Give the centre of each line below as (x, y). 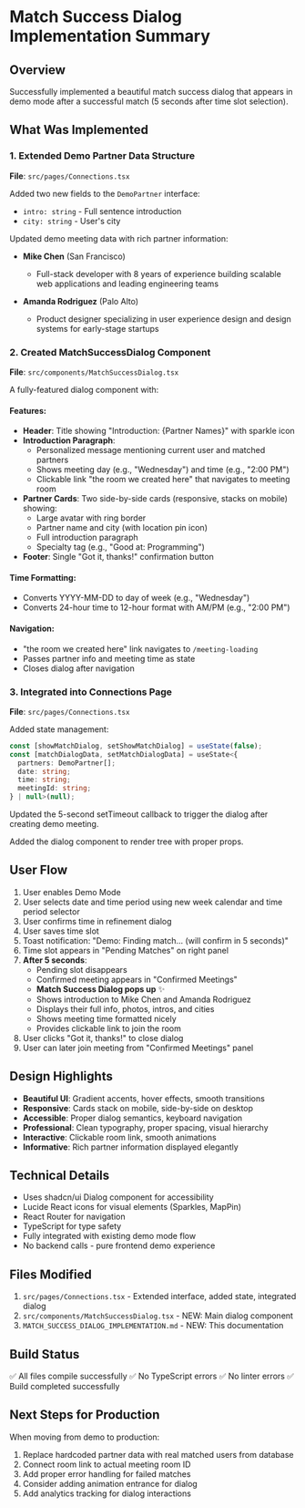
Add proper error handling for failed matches (107, 1473)
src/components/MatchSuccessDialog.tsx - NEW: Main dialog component (158, 1316)
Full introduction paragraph (87, 537)
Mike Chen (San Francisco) (74, 256)
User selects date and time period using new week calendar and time (152, 902)
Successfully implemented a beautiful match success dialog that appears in (151, 92)
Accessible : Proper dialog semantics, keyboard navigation (132, 1118)
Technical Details (60, 1176)
